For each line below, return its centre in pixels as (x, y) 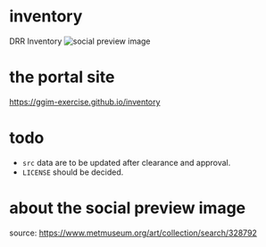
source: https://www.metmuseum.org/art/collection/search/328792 (133, 233)
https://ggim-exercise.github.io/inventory (85, 102)
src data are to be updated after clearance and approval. (126, 162)
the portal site (62, 77)
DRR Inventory (36, 41)
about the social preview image (128, 208)
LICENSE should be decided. (73, 172)
